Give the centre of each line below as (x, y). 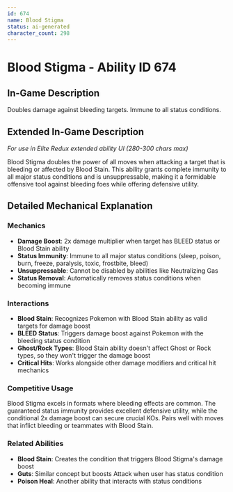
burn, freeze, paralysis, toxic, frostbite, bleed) (83, 263)
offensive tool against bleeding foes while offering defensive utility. (103, 184)
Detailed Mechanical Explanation (80, 206)
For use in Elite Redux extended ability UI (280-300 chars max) (98, 149)
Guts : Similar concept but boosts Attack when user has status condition (120, 473)
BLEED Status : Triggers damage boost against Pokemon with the (110, 333)
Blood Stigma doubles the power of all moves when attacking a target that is (116, 162)
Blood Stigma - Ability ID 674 (92, 68)
